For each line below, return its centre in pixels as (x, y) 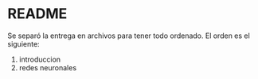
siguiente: (24, 43)
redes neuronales (48, 67)
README (37, 14)
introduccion (40, 59)
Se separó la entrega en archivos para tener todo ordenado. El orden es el (129, 36)
